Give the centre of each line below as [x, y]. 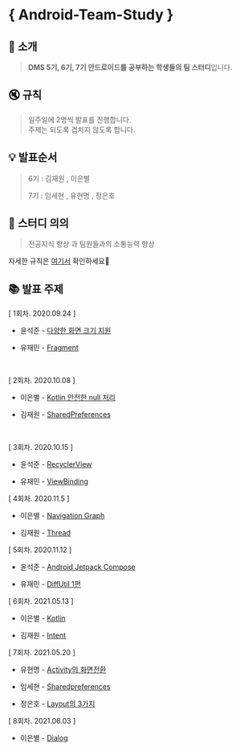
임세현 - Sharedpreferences [65, 687]
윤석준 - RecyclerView [56, 464]
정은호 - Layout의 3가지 [57, 704]
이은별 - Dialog [44, 738]
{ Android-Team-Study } [91, 15]
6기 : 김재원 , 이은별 [59, 178]
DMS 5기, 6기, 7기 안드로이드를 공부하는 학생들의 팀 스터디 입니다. [130, 67]
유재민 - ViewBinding [54, 481]
